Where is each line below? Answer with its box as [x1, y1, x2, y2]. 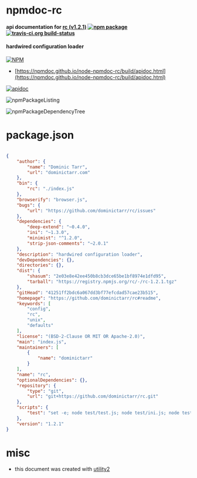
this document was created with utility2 [14, 466, 110, 473]
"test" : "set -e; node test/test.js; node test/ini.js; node [27, 410, 180, 416]
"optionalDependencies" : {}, [16, 377, 88, 383]
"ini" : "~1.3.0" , [27, 230, 69, 236]
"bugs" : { [16, 202, 41, 208]
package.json [6, 129, 74, 142]
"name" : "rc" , [16, 372, 51, 377]
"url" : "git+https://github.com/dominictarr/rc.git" [27, 393, 159, 400]
